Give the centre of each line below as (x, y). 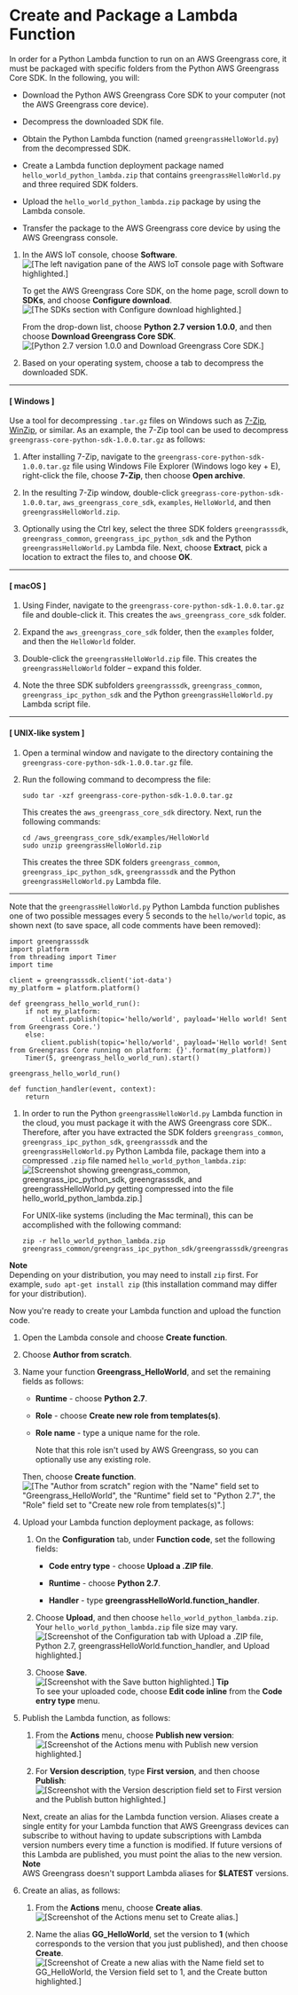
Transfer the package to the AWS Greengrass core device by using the (151, 228)
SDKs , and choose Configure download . (97, 300)
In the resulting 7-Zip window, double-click (100, 493)
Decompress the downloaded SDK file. (93, 122)
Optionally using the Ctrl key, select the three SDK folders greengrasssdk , (155, 529)
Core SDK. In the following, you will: (74, 77)
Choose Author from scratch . (77, 1354)
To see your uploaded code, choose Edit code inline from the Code (159, 1691)
